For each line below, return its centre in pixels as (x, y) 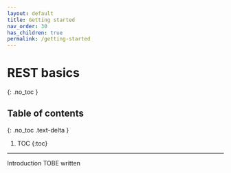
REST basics (44, 73)
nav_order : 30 (27, 26)
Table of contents (45, 114)
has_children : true (35, 33)
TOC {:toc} (32, 143)
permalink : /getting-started (49, 39)
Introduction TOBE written (44, 163)
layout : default (30, 13)
